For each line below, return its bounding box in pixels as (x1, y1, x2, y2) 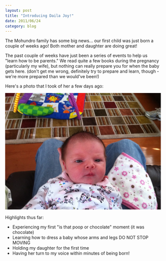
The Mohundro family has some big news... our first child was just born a (5, 38, 154, 44)
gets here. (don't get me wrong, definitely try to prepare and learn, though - (5, 68, 160, 74)
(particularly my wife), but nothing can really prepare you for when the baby (5, 63, 160, 69)
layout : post (5, 8, 32, 13)
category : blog (5, 24, 37, 29)
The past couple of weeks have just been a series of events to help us (5, 52, 148, 59)
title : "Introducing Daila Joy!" (5, 13, 74, 18)
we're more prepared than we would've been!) (5, 74, 100, 80)
